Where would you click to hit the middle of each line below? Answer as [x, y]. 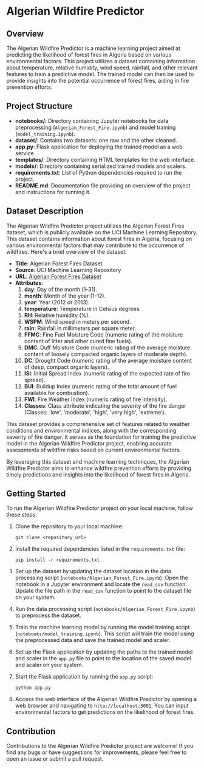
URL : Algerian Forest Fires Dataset [58, 276]
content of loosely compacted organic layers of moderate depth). [106, 354]
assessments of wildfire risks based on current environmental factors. [94, 450]
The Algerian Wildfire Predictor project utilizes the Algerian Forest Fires [95, 226]
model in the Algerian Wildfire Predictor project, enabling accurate [89, 443]
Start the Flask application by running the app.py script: [84, 677]
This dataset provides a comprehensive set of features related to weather [98, 424]
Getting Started [36, 494]
